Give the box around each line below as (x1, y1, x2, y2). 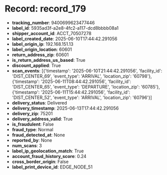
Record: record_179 (5, 3, 86, 15)
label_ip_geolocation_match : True (12, 148, 84, 154)
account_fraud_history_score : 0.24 (12, 153, 87, 159)
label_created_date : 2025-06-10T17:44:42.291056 (12, 36, 117, 42)
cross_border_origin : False (12, 158, 69, 164)
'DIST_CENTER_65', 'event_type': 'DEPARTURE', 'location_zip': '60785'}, (12, 83, 160, 90)
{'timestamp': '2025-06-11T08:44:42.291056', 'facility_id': (12, 78, 131, 84)
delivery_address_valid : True (12, 116, 73, 122)
